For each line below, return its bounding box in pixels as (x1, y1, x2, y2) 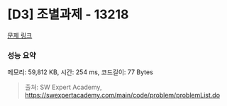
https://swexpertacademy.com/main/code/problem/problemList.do (24, 91, 221, 100)
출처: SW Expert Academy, (24, 83, 102, 92)
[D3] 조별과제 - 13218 (7, 6, 129, 23)
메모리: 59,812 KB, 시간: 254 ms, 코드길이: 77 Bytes (7, 68, 154, 76)
